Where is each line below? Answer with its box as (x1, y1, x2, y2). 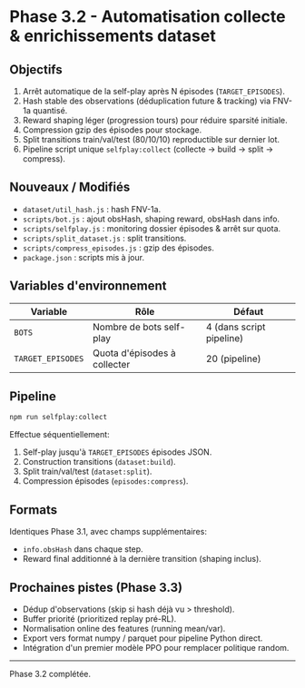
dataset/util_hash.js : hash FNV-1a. (22, 203, 162, 214)
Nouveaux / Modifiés (9, 180, 131, 195)
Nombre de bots (92, 320, 162, 333)
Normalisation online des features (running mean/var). (22, 623, 226, 634)
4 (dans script (205, 320, 266, 333)
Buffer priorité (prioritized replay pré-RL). (22, 613, 177, 624)
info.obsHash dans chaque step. (22, 544, 143, 555)
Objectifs (9, 62, 64, 77)
